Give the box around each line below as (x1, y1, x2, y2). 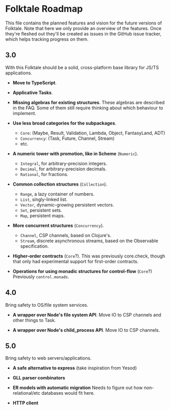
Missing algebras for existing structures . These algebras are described (12, 99, 165, 105)
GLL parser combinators (12, 375, 65, 381)
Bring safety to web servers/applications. (5, 355, 92, 361)
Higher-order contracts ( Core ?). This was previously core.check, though (12, 253, 165, 259)
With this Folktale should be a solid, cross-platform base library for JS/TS (5, 64, 159, 70)
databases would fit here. (41, 390, 95, 396)
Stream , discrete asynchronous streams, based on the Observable (20, 238, 159, 244)
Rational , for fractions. (20, 171, 69, 177)
